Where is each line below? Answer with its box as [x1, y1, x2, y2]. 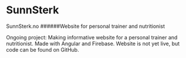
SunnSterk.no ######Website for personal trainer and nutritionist [6, 23, 165, 30]
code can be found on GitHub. [6, 46, 79, 53]
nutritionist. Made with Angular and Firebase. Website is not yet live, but [6, 40, 180, 47]
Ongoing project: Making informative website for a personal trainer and [6, 34, 178, 41]
